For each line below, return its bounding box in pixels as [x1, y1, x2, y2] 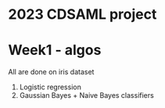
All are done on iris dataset [8, 67, 95, 77]
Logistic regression [19, 82, 82, 92]
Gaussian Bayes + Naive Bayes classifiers [19, 91, 154, 100]
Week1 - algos [8, 41, 102, 59]
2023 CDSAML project [8, 5, 157, 23]
